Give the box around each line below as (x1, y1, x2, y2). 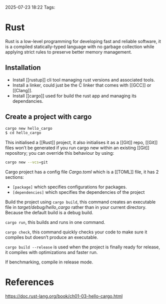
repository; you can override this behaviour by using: (5, 150, 114, 156)
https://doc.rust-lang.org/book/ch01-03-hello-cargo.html (5, 293, 123, 299)
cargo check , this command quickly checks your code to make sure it (5, 229, 147, 235)
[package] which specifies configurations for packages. (12, 184, 127, 190)
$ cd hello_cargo (5, 130, 41, 136)
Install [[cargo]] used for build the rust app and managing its (12, 93, 136, 99)
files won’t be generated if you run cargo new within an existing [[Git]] (5, 145, 149, 151)
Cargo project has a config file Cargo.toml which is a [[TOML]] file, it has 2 (5, 169, 159, 175)
